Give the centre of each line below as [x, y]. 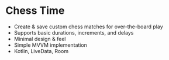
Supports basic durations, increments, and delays [74, 32]
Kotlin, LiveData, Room [41, 51]
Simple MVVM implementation [50, 45]
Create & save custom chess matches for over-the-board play [88, 27]
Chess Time [35, 11]
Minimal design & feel [40, 39]
